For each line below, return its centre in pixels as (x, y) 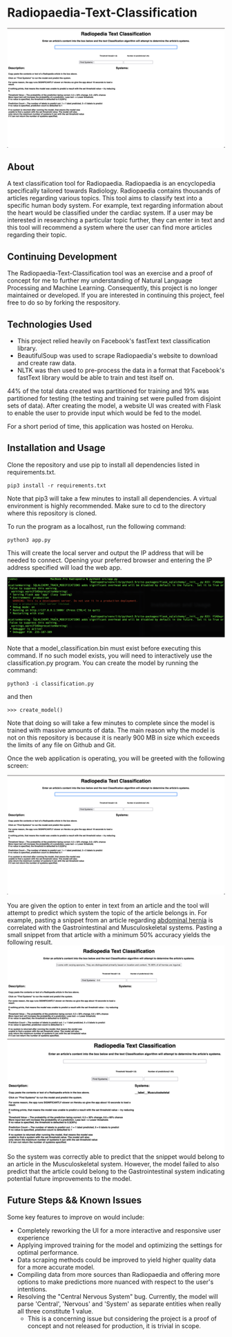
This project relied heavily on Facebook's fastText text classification (114, 340)
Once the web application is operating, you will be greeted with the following (116, 758)
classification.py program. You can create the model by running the (103, 663)
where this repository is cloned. (52, 513)
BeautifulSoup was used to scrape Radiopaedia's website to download (117, 355)
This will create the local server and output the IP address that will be (105, 552)
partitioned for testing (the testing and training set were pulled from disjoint (114, 398)
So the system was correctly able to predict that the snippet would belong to (116, 1156)
